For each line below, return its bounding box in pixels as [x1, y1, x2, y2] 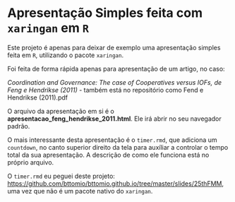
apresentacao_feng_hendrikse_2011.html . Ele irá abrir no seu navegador [7, 114, 222, 123]
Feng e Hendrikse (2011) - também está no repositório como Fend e [7, 85, 204, 94]
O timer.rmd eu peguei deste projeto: [7, 172, 115, 180]
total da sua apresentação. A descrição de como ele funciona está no [7, 150, 210, 159]
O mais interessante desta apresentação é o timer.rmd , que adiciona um [7, 136, 217, 144]
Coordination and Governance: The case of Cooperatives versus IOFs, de [7, 78, 222, 86]
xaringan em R [7, 20, 90, 36]
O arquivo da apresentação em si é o [7, 107, 114, 115]
